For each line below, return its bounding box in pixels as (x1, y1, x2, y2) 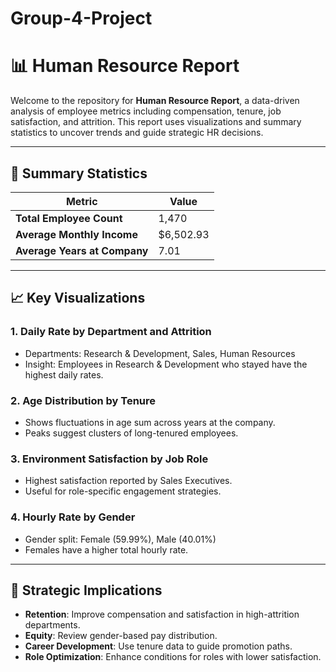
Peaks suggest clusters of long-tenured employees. (24, 427, 239, 439)
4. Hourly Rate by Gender (10, 510, 136, 524)
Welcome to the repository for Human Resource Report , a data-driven (10, 95, 300, 107)
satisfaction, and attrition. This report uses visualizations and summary (10, 116, 302, 128)
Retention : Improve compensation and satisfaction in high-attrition (24, 608, 300, 621)
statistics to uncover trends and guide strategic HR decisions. (10, 127, 264, 139)
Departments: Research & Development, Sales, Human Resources (24, 347, 296, 359)
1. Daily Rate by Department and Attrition (10, 325, 212, 339)
